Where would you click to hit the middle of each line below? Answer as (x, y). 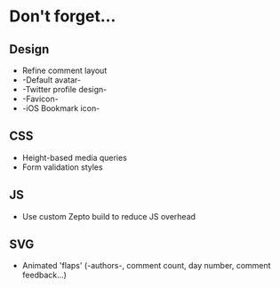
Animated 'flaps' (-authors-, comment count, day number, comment (146, 266)
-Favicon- (40, 99)
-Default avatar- (52, 80)
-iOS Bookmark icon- (61, 108)
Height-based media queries (74, 157)
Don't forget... (63, 16)
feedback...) (44, 275)
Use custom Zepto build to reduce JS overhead (109, 216)
